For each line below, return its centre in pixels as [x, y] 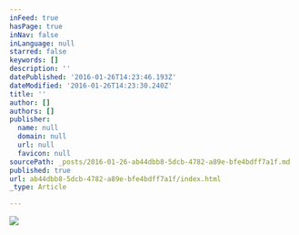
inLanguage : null [42, 43]
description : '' [40, 69]
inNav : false [34, 35]
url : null [36, 145]
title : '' [28, 94]
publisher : [30, 119]
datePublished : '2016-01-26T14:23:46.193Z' [93, 77]
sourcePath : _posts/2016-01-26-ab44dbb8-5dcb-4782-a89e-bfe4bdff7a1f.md [150, 162]
